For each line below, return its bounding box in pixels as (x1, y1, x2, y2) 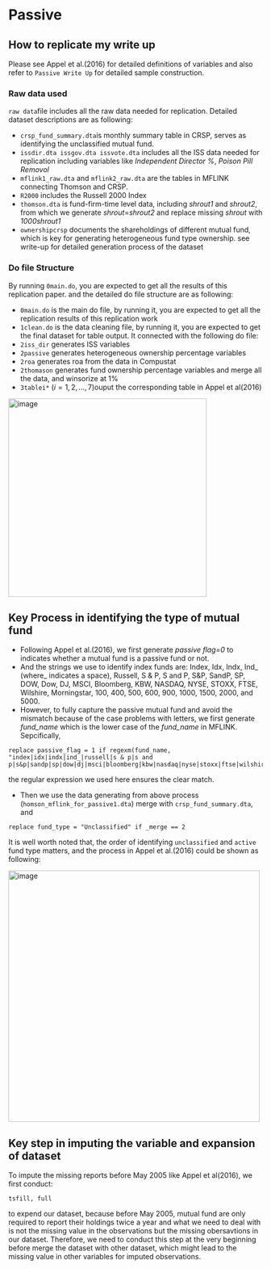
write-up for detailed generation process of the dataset (19, 242, 204, 252)
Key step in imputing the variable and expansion (8, 1137, 256, 1150)
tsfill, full (8, 1195, 52, 1203)
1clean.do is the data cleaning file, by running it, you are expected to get (19, 321, 261, 332)
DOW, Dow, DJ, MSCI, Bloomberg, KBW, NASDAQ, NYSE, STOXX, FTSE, (19, 679, 258, 689)
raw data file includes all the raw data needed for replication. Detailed (8, 107, 238, 116)
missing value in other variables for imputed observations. (8, 1252, 202, 1262)
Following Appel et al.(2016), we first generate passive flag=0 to (19, 645, 234, 655)
